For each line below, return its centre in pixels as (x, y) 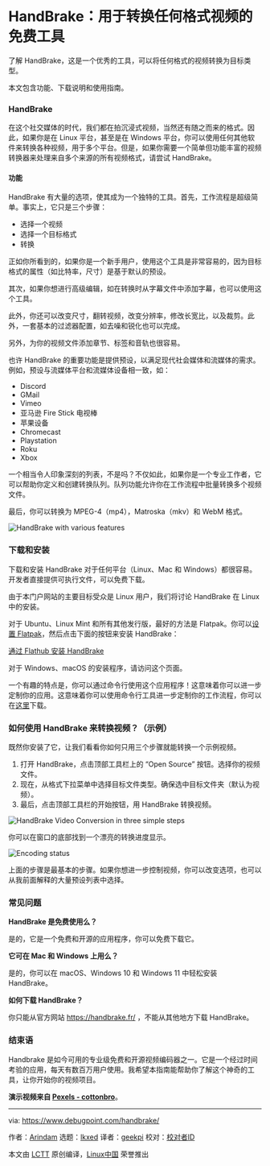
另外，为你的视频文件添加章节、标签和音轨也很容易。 (96, 343)
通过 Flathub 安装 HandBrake (56, 651)
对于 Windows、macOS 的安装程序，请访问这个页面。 (98, 668)
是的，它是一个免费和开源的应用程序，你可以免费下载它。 (103, 939)
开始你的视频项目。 (68, 1079)
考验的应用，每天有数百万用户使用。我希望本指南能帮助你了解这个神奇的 (128, 1069)
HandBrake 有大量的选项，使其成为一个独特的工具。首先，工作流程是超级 (130, 197)
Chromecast (41, 432)
